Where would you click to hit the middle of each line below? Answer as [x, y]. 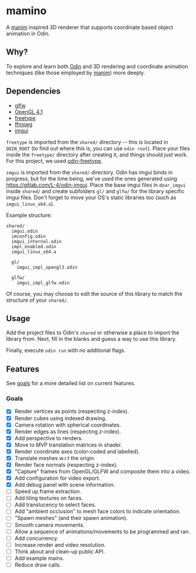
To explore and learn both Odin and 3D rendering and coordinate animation [97, 66]
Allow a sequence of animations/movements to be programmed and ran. [102, 531]
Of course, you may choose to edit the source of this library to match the [94, 294]
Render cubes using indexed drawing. [61, 418]
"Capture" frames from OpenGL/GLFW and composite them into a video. [103, 471]
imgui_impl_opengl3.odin [47, 267]
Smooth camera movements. [49, 525]
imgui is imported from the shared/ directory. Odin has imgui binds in [89, 172]
